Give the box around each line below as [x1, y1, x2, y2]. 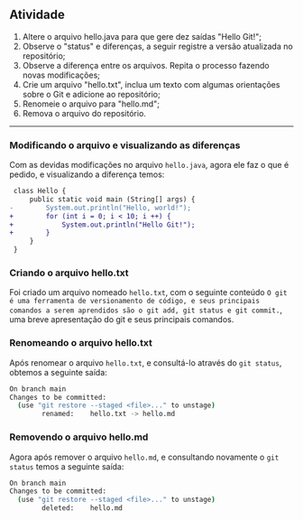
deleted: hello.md [41, 504, 124, 513]
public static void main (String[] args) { [29, 194, 196, 204]
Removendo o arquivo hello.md [9, 431, 149, 443]
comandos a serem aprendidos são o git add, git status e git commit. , [9, 304, 282, 315]
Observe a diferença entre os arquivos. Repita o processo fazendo [22, 60, 271, 70]
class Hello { [13, 187, 67, 196]
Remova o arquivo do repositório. [22, 107, 147, 118]
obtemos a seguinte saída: [9, 367, 108, 377]
